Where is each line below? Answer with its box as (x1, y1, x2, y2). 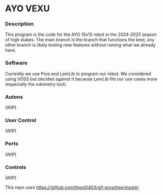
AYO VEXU (5, 3, 50, 14)
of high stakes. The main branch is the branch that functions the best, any (5, 37, 155, 43)
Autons (5, 93, 23, 100)
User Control (5, 117, 36, 123)
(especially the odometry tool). (5, 81, 67, 87)
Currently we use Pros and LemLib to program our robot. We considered (5, 71, 151, 77)
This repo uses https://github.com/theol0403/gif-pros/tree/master (5, 184, 139, 190)
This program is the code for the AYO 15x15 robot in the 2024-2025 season (5, 31, 157, 37)
